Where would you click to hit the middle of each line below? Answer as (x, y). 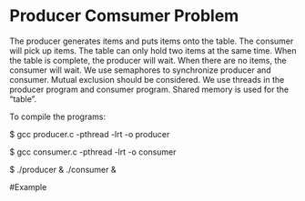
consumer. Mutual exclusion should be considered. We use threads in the (147, 79)
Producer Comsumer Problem (124, 16)
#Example (28, 186)
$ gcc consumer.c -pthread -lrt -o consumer (93, 152)
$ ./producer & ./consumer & (63, 169)
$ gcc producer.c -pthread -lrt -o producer (90, 134)
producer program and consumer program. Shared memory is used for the (149, 89)
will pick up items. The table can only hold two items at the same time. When (153, 50)
